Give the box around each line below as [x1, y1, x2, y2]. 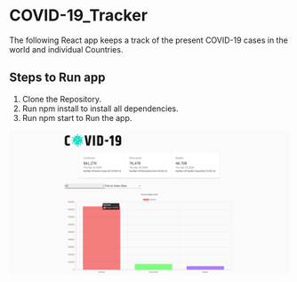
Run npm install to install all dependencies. [21, 103, 179, 114]
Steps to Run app [9, 70, 106, 85]
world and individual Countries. [9, 44, 124, 54]
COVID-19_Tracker [9, 5, 148, 26]
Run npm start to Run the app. [21, 112, 132, 123]
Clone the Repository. [21, 93, 102, 104]
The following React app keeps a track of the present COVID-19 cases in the [9, 35, 289, 45]
